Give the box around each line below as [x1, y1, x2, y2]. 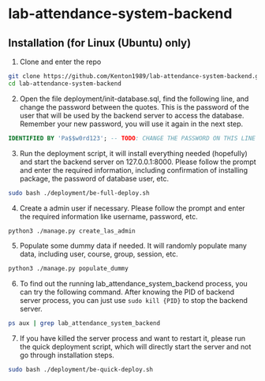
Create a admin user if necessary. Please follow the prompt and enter [19, 203, 246, 213]
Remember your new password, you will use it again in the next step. [19, 119, 244, 129]
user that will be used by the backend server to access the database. [19, 110, 244, 120]
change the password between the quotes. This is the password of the [19, 102, 250, 111]
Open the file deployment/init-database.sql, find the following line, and [19, 94, 249, 103]
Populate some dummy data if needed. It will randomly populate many [19, 241, 247, 251]
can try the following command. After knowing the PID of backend [19, 287, 235, 297]
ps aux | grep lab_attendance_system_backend [8, 319, 160, 327]
